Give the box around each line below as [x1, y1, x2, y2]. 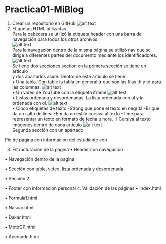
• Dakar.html [5, 214, 31, 220]
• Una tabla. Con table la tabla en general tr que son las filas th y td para [12, 79, 161, 85]
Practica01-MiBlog [5, 4, 84, 15]
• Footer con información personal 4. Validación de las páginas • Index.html [5, 185, 161, 191]
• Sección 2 [5, 175, 30, 181]
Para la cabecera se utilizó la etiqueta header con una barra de [12, 31, 142, 37]
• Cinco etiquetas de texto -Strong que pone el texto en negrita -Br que [12, 105, 160, 111]
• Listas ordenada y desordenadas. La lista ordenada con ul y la [12, 94, 144, 101]
